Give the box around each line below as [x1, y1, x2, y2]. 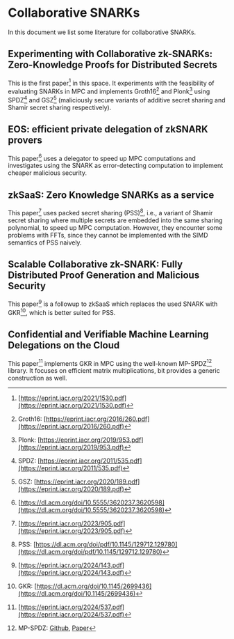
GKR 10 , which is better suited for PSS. [8, 307, 116, 316]
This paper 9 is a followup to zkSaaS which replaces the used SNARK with [8, 298, 218, 308]
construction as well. [8, 374, 68, 383]
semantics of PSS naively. [8, 238, 82, 247]
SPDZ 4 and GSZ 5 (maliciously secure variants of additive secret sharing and [8, 95, 226, 104]
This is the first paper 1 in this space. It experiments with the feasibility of [8, 77, 215, 87]
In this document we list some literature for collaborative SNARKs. [8, 28, 197, 36]
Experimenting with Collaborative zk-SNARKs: [8, 48, 213, 60]
